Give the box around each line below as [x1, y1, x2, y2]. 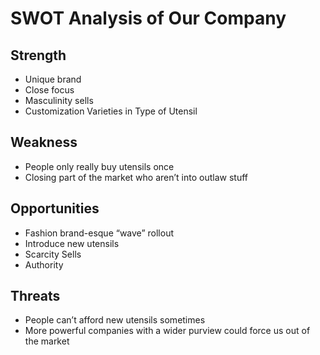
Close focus [24, 84, 75, 96]
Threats [10, 288, 61, 305]
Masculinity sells [24, 95, 94, 106]
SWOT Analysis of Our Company [10, 7, 287, 30]
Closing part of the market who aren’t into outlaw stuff [24, 171, 248, 183]
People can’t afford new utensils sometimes [24, 314, 206, 326]
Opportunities [10, 200, 100, 217]
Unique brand [24, 73, 82, 85]
